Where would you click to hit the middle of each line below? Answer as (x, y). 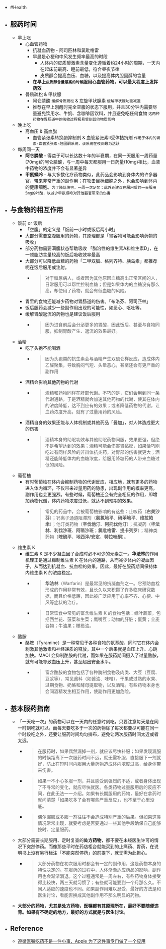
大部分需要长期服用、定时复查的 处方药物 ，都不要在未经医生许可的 (86, 840)
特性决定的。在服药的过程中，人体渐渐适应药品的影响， (95, 870)
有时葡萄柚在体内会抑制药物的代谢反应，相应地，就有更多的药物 (91, 482)
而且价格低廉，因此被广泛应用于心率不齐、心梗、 (104, 596)
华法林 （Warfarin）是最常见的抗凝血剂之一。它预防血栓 (102, 583)
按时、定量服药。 (55, 829)
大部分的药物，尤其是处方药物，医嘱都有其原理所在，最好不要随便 (86, 906)
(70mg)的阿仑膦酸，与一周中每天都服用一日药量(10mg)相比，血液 (93, 162)
